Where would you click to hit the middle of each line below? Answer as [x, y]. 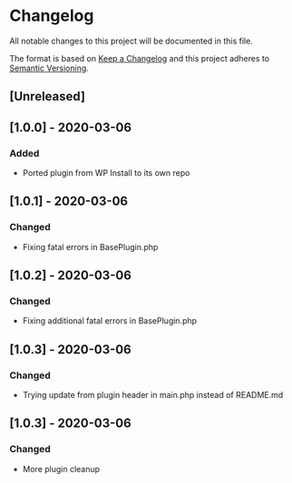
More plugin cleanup [61, 469]
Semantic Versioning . [49, 68]
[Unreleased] [48, 97]
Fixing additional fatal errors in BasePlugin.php [110, 321]
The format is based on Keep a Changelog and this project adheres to [140, 58]
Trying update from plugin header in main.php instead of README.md [153, 395]
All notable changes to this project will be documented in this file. [131, 41]
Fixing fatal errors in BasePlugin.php [90, 246]
